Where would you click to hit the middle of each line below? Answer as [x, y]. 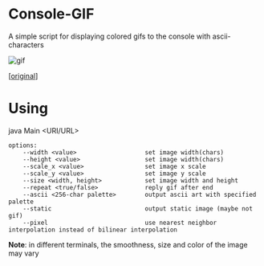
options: [23, 145]
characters [26, 44]
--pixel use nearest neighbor [120, 223]
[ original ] [23, 76]
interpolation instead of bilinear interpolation [93, 230]
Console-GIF [51, 14]
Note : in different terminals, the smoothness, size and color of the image [128, 244]
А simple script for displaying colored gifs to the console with [110, 36]
